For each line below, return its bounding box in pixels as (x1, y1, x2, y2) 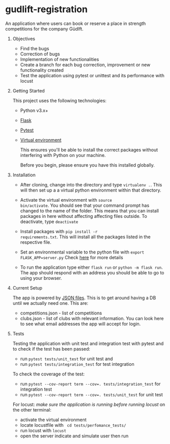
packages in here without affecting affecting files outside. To (20, 213, 147, 219)
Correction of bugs (20, 51, 60, 57)
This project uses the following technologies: (12, 98, 107, 104)
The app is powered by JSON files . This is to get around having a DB (12, 295, 156, 301)
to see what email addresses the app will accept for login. (20, 321, 141, 327)
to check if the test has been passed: (12, 345, 90, 352)
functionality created (20, 67, 64, 73)
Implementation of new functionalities (20, 56, 99, 62)
